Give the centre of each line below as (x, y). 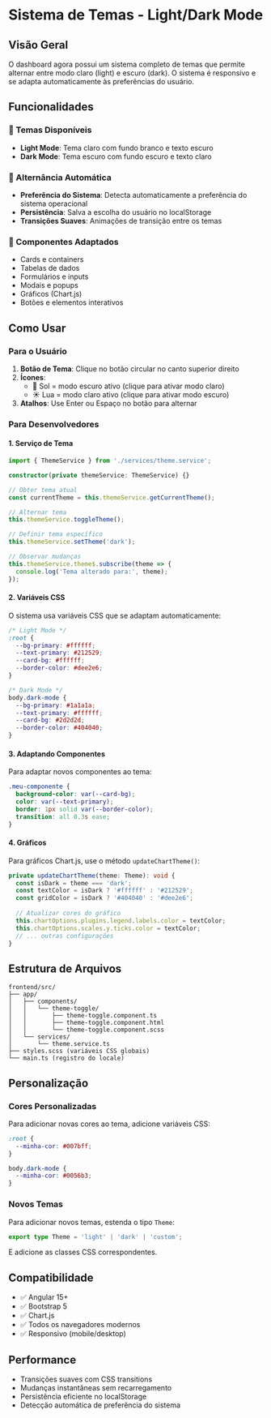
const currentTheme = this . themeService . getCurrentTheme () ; (112, 497)
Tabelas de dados (50, 268)
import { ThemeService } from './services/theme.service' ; (110, 461)
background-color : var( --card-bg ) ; (76, 795)
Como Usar (37, 328)
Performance (42, 1360)
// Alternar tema (38, 512)
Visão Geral (38, 45)
